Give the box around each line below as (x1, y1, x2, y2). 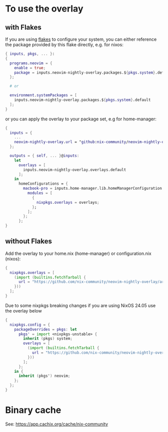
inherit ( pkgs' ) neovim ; (18, 373, 70, 379)
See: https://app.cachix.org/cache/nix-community (5, 421, 108, 427)
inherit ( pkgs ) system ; (23, 336, 72, 341)
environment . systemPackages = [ (9, 93, 77, 98)
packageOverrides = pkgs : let (14, 327, 77, 332)
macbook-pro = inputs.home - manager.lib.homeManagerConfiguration (23, 186, 162, 191)
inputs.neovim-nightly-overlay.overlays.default (23, 167, 126, 172)
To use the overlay (5, 3, 83, 15)
